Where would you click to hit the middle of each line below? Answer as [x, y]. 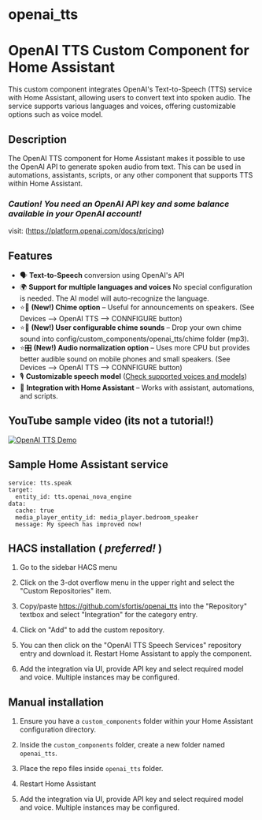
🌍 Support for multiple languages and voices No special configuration [136, 287]
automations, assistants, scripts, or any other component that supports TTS [131, 174]
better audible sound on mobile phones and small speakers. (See [125, 359]
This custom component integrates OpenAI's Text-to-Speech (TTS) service [130, 89]
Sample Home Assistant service [89, 464]
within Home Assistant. [46, 183]
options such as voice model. [56, 114]
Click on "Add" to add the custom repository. [92, 630]
